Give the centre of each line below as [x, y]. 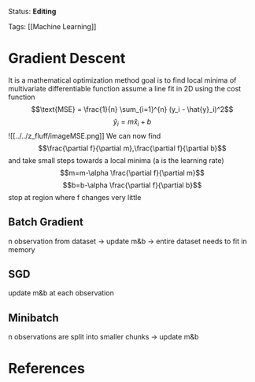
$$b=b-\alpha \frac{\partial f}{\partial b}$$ [132, 185]
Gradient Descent [67, 59]
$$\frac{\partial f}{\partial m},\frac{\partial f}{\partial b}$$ [132, 148]
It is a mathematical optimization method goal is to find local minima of [122, 80]
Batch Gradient [46, 223]
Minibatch [33, 318]
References [46, 369]
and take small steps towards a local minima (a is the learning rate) [116, 160]
